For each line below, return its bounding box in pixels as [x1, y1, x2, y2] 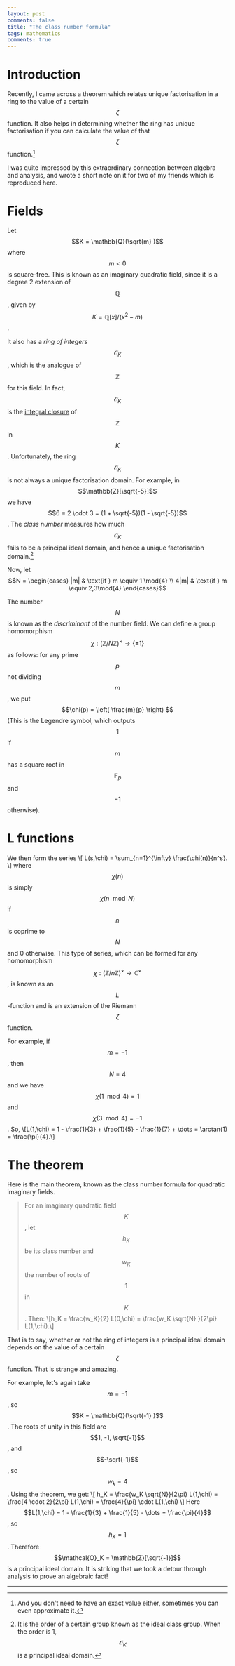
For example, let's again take [7, 1378, 90, 1387]
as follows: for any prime [7, 650, 78, 659]
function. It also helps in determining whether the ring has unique [7, 119, 196, 128]
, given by [7, 300, 36, 309]
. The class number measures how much [7, 520, 125, 528]
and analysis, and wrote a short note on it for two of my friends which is [7, 171, 215, 179]
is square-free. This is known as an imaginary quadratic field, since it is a [7, 270, 218, 278]
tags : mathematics [7, 29, 61, 37]
